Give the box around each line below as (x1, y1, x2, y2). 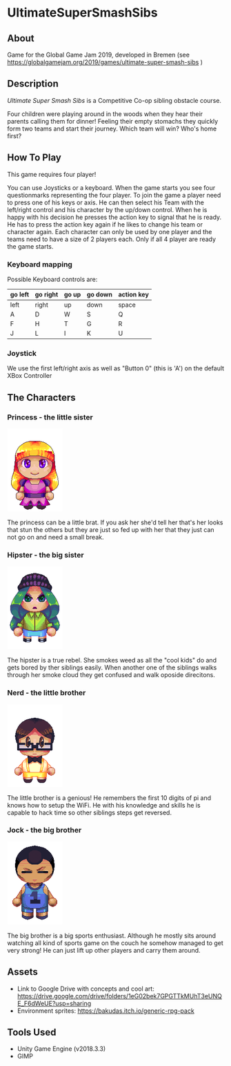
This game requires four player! (7, 170, 97, 178)
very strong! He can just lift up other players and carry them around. (7, 946, 201, 954)
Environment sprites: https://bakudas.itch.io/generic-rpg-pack (17, 1007, 194, 1015)
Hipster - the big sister (7, 550, 84, 560)
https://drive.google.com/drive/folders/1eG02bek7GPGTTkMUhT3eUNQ (17, 991, 222, 1000)
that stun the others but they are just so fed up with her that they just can (7, 525, 215, 533)
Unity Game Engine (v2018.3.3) (17, 1045, 106, 1053)
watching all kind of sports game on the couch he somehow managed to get (7, 938, 224, 947)
